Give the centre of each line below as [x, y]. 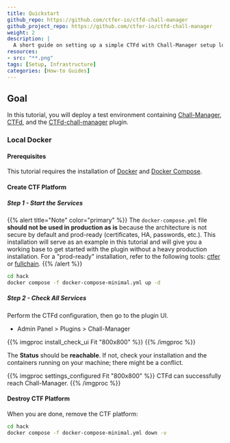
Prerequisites [27, 156]
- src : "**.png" [30, 58]
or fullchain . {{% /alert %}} [45, 264]
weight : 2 [21, 33]
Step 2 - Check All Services [47, 298]
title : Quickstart [33, 13]
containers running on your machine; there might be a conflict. [95, 362]
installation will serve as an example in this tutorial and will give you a [104, 242]
